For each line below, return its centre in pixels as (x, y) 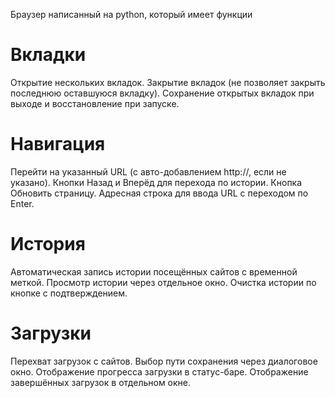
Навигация (58, 144)
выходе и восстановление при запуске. (95, 103)
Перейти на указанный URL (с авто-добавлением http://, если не (148, 171)
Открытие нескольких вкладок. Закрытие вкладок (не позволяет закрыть (168, 82)
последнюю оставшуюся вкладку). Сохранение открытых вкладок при (162, 93)
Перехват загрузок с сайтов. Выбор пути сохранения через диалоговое (164, 361)
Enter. (22, 203)
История (48, 244)
